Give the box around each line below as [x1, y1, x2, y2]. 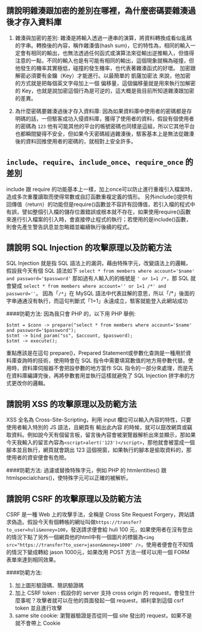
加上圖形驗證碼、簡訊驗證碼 [14, 582, 84, 589]
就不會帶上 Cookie [14, 619, 61, 627]
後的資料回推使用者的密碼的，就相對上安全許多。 [14, 138, 136, 145]
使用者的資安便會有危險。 [6, 454, 70, 461]
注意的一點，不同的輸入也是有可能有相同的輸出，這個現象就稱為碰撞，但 [14, 57, 194, 64]
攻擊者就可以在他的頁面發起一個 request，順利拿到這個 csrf [35, 597, 184, 604]
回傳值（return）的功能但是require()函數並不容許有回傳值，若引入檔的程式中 [6, 200, 195, 208]
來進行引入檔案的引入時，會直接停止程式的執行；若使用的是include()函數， [6, 215, 192, 223]
